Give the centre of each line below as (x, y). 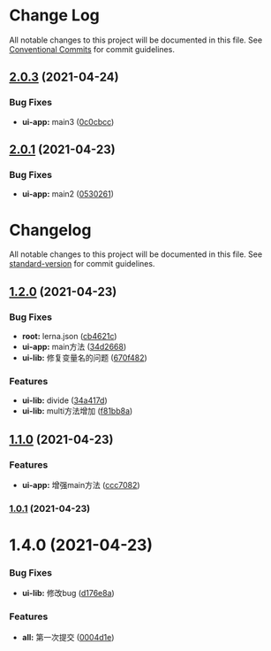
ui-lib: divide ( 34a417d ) (64, 400)
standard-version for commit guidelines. (82, 264)
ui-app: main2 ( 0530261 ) (68, 194)
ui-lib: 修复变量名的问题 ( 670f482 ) (84, 357)
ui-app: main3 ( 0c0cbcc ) (68, 121)
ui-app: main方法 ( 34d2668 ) (74, 346)
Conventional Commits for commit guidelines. (92, 49)
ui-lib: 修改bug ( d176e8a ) (68, 593)
